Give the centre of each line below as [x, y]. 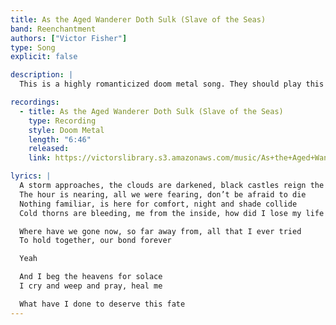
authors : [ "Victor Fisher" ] [69, 38]
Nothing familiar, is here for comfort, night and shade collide [158, 204]
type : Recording [62, 121]
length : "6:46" [60, 139]
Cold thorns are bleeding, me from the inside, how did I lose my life [172, 213]
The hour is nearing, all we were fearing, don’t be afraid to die [163, 194]
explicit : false [44, 57]
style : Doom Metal [66, 130]
